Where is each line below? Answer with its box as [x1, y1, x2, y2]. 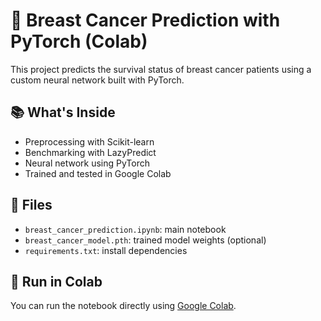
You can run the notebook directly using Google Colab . [10, 300, 237, 312]
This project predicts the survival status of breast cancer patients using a [10, 63, 312, 75]
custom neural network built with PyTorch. [10, 74, 185, 86]
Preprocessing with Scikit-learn [24, 135, 155, 148]
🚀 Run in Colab [10, 273, 103, 290]
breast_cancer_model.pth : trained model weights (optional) [24, 234, 267, 246]
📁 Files [10, 197, 53, 214]
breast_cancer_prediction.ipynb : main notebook [24, 223, 227, 235]
